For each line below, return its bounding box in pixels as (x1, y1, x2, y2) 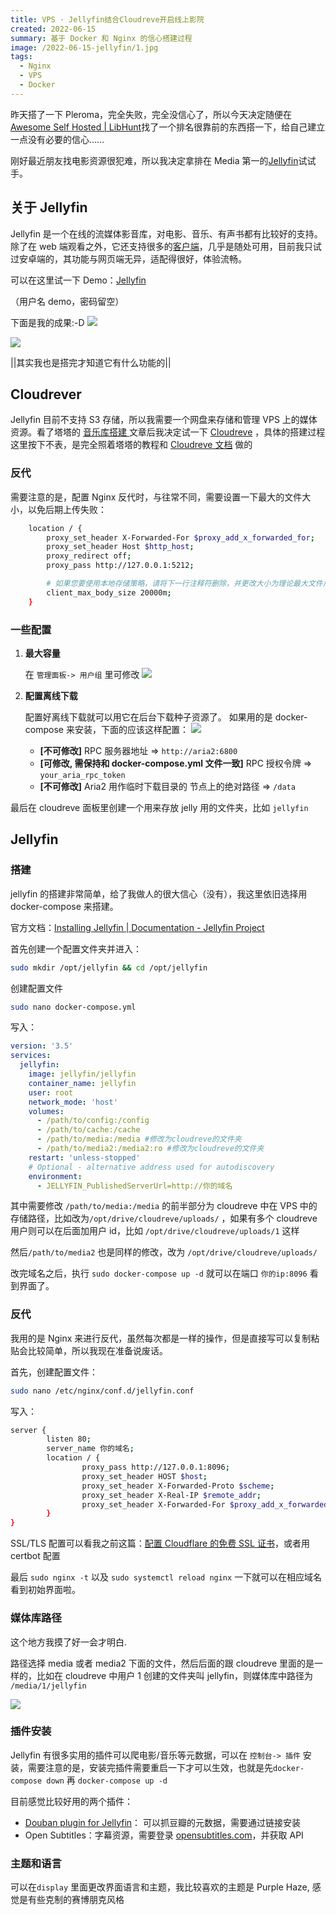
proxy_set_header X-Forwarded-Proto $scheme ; (81, 1481, 275, 1491)
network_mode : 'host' (28, 1097, 118, 1107)
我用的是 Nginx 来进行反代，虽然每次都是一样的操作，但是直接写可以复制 (10, 1332, 312, 1344)
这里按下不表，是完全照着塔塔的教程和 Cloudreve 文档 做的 (10, 439, 253, 451)
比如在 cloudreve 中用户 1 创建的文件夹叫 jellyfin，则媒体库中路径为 (36, 1669, 314, 1681)
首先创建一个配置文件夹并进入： (10, 942, 142, 955)
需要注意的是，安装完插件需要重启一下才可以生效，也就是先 (27, 1761, 273, 1773)
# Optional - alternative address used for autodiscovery (28, 1162, 275, 1172)
